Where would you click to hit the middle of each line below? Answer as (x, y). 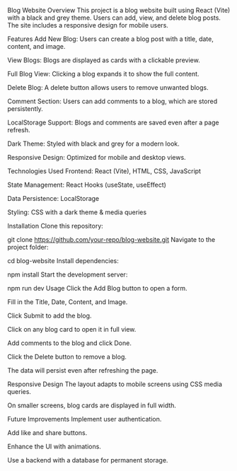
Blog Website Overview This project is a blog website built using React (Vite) (119, 10)
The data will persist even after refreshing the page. (83, 370)
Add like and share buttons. (47, 433)
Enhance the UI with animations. (54, 446)
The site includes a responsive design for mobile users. (88, 25)
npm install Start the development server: (68, 274)
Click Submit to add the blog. (50, 315)
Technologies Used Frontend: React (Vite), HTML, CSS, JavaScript (104, 171)
